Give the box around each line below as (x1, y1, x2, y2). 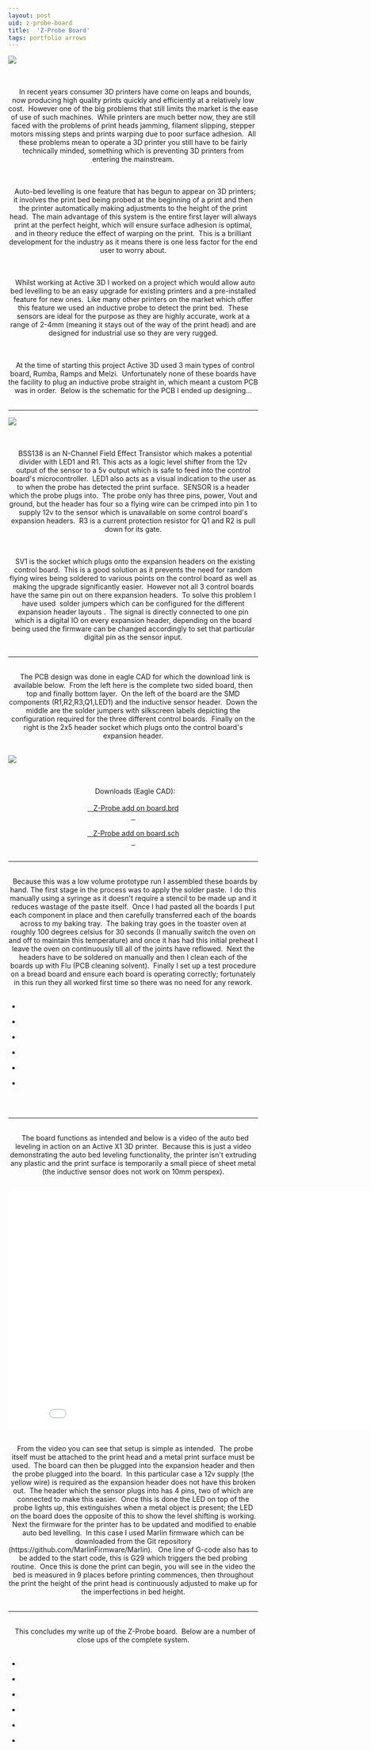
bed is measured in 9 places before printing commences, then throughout (13, 1570, 254, 1580)
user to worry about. (100, 246, 166, 255)
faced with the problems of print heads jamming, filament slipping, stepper (11, 120, 255, 131)
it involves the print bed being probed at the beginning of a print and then (13, 195, 254, 204)
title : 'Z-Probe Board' (8, 26, 90, 34)
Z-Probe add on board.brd (93, 804, 179, 813)
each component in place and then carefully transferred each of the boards (10, 911, 257, 920)
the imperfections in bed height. (81, 1587, 185, 1597)
